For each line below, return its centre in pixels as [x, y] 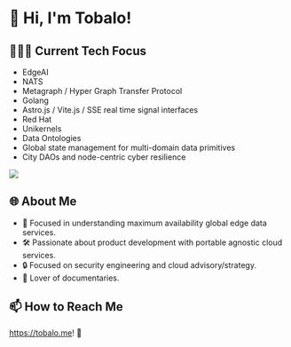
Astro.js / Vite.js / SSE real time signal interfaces [110, 110]
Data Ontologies [51, 138]
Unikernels [42, 129]
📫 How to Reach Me [66, 307]
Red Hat [37, 119]
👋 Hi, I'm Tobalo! [71, 18]
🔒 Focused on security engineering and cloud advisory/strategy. [139, 264]
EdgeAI [35, 72]
